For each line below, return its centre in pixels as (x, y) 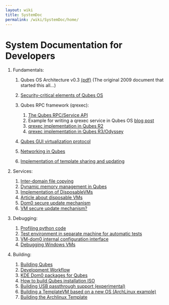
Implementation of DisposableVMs (57, 192)
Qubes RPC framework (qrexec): (55, 105)
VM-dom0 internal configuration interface (65, 239)
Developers (30, 56)
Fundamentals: (28, 70)
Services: (23, 171)
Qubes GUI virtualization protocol (56, 141)
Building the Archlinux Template (54, 297)
